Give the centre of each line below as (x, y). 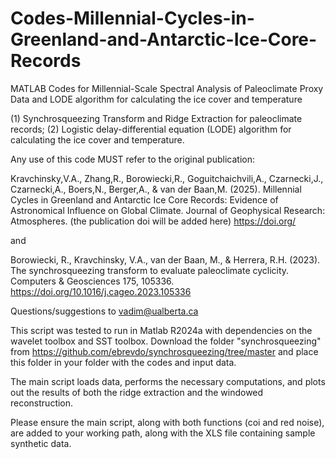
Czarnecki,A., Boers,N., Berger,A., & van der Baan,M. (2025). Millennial (156, 189)
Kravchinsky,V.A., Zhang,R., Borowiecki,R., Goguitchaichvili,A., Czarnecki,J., (167, 178)
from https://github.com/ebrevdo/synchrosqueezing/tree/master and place (164, 351)
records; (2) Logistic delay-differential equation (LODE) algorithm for (151, 129)
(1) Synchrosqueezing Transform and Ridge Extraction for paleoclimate (156, 118)
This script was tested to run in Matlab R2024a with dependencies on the (161, 330)
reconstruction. (42, 403)
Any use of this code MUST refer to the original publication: (132, 159)
